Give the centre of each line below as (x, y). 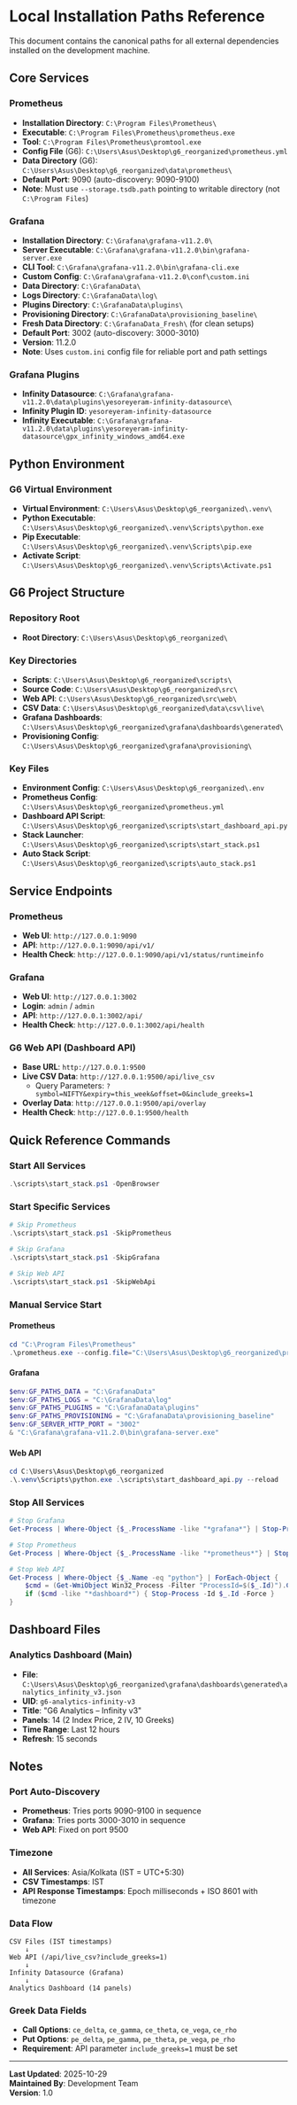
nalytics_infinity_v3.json (72, 1692)
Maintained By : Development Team (74, 2084)
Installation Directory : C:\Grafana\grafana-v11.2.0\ (117, 240)
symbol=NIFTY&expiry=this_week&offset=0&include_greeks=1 (144, 1095)
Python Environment (67, 464)
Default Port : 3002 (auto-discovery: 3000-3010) (110, 332)
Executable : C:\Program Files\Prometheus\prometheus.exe (129, 132)
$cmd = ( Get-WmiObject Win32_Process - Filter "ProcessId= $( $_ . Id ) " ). (156, 1586)
